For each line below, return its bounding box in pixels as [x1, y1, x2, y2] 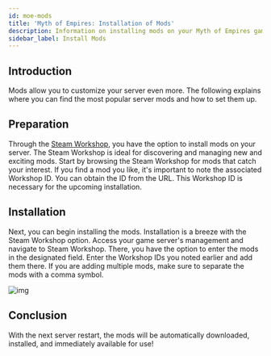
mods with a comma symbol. [8, 270, 104, 279]
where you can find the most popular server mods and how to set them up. [8, 94, 257, 104]
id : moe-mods [8, 11, 52, 20]
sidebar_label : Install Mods [8, 34, 106, 43]
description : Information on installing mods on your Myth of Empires [8, 27, 251, 35]
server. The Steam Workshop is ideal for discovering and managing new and [8, 147, 262, 157]
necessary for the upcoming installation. [8, 182, 143, 191]
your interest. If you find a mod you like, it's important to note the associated [8, 165, 262, 174]
